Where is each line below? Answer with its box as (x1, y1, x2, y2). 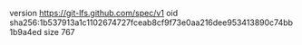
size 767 (44, 27, 75, 37)
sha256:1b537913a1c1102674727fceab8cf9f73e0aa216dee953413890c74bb (9, 17, 293, 28)
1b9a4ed (9, 27, 43, 37)
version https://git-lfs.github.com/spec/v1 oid (9, 8, 179, 18)
